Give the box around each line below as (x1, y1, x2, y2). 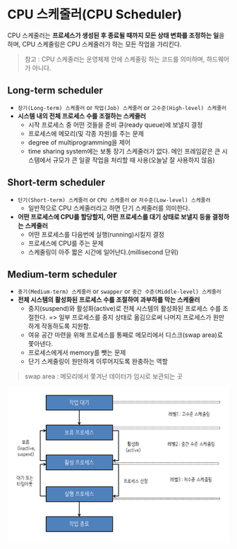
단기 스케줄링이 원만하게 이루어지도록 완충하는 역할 (28, 357, 168, 366)
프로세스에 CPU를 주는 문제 (28, 239, 104, 247)
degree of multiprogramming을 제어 (28, 138, 130, 147)
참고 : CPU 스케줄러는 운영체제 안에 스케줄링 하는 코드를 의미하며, (24, 54, 205, 63)
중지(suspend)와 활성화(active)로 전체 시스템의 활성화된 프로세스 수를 (28, 304, 221, 313)
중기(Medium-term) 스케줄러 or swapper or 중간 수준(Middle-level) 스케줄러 (17, 287, 221, 296)
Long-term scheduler (7, 85, 104, 97)
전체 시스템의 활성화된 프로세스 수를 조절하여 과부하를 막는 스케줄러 (17, 295, 200, 304)
